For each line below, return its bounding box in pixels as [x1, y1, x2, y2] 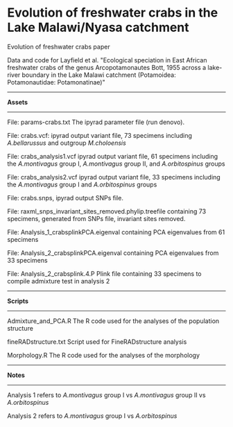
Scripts [7, 297, 29, 305]
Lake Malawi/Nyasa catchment [7, 19, 189, 35]
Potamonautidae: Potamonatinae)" [7, 78, 105, 86]
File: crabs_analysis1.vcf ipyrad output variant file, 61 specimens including [7, 152, 218, 160]
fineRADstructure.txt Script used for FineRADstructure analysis [7, 338, 187, 346]
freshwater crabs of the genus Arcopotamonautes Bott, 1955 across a [7, 63, 207, 71]
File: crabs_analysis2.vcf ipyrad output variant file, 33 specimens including [7, 173, 221, 181]
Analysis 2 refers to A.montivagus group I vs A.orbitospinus [7, 411, 178, 420]
